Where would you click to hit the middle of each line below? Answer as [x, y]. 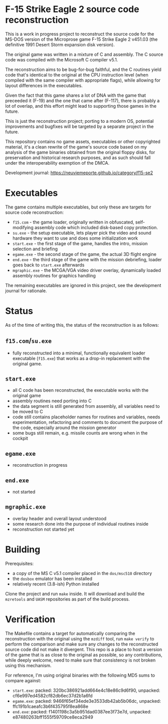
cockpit [20, 439]
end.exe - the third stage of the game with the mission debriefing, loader [87, 259]
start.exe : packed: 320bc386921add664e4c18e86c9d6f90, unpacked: [86, 690]
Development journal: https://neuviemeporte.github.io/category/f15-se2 [79, 173]
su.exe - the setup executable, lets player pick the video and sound [82, 233]
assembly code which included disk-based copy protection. [96, 227]
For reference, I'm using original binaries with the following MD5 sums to [80, 675]
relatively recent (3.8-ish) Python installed [56, 584]
